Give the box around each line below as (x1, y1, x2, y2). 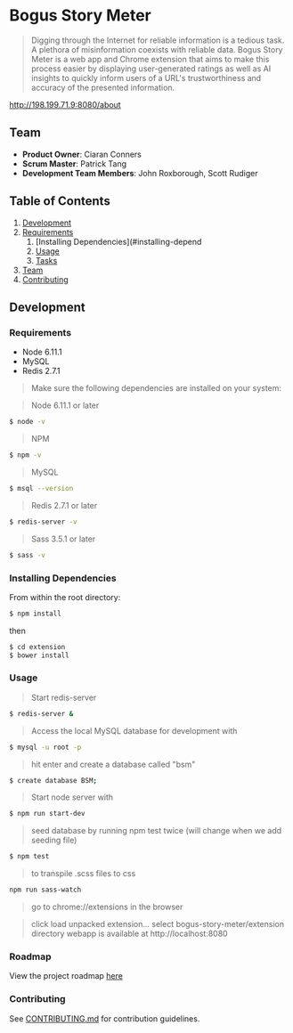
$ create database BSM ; (9, 776, 98, 785)
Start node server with (30, 792, 114, 802)
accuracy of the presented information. (30, 82, 175, 93)
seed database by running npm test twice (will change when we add (30, 826, 282, 836)
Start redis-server (30, 692, 97, 703)
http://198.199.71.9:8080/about (9, 99, 122, 110)
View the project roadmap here (9, 971, 123, 981)
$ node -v (9, 418, 46, 427)
